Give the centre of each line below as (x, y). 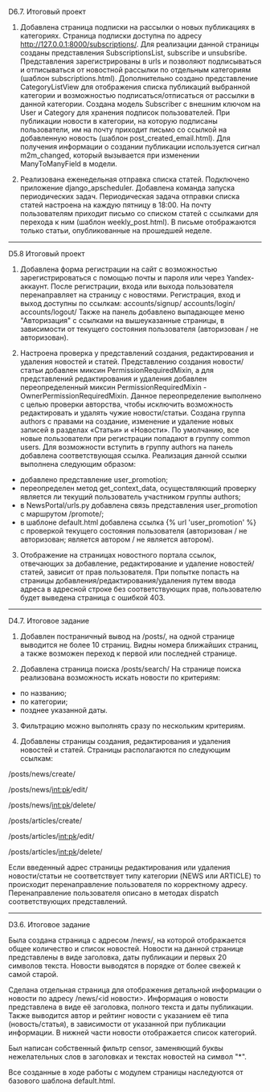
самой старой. (33, 974)
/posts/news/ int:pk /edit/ (48, 789)
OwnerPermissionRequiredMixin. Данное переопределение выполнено (141, 396)
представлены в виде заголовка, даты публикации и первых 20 (118, 957)
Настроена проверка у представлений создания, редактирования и (137, 353)
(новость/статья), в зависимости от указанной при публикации (117, 1024)
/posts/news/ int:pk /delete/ (52, 805)
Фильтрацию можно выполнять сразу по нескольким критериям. (133, 726)
